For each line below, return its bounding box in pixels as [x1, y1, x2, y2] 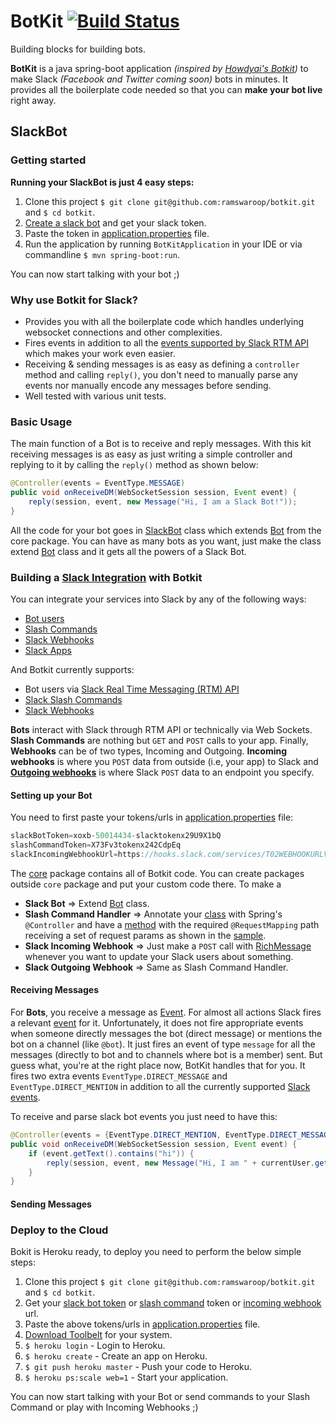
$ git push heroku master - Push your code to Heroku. [24, 1361, 253, 1373]
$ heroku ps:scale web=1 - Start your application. [24, 1371, 229, 1384]
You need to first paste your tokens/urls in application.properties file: [10, 811, 294, 824]
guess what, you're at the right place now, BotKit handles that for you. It [10, 1060, 306, 1072]
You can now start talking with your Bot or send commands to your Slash [10, 1391, 310, 1403]
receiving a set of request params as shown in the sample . [24, 929, 267, 941]
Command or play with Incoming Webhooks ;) [10, 1401, 199, 1414]
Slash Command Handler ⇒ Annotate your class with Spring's [24, 908, 283, 920]
